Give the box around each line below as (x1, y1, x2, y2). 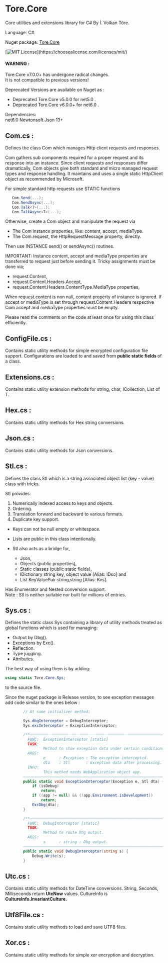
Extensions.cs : (5, 373, 54, 381)
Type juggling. (12, 651, 42, 657)
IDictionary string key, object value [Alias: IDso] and (19, 571, 126, 577)
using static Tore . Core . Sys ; (5, 675, 66, 680)
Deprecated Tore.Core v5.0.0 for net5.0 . (12, 97, 96, 103)
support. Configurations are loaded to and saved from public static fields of (5, 353, 162, 359)
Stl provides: (5, 490, 31, 496)
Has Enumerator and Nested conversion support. (5, 586, 106, 592)
